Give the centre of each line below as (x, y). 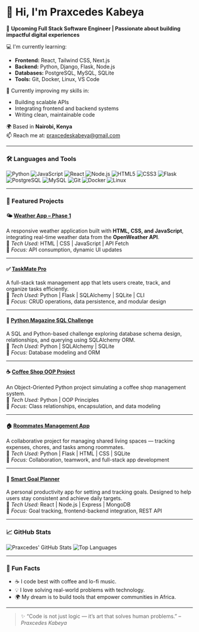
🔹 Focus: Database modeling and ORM (53, 352)
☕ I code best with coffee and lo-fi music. (65, 581)
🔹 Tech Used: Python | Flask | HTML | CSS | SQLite (68, 454)
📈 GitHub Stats (29, 532)
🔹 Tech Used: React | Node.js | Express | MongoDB (68, 505)
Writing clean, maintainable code (55, 114)
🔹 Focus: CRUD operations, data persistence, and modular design (86, 301)
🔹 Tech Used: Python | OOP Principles (53, 399)
